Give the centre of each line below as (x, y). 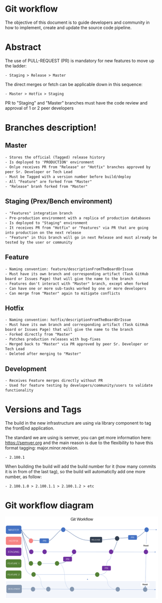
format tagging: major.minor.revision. (42, 448)
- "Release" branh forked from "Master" (47, 186)
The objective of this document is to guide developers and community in (77, 22)
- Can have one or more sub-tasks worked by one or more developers (76, 288)
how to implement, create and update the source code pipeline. (68, 27)
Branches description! (51, 128)
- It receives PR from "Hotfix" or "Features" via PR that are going (77, 228)
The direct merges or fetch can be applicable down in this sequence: (74, 84)
